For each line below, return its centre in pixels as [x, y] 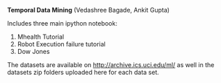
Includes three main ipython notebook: [63, 23]
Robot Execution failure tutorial [62, 44]
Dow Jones [33, 52]
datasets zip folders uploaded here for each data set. [83, 72]
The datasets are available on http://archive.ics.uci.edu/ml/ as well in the [111, 65]
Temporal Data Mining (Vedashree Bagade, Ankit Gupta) [89, 10]
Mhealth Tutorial [41, 37]
